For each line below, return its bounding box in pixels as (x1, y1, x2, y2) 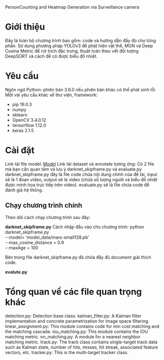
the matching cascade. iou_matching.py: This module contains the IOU (5, 329, 148, 334)
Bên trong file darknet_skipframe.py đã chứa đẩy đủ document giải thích (5, 254, 151, 260)
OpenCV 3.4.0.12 (12, 117, 47, 123)
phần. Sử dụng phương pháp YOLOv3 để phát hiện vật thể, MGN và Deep (5, 43, 153, 49)
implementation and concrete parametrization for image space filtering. (5, 318, 150, 324)
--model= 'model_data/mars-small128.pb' (5, 234, 89, 240)
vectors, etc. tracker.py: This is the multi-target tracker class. (5, 349, 129, 355)
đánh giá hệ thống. (5, 187, 43, 193)
